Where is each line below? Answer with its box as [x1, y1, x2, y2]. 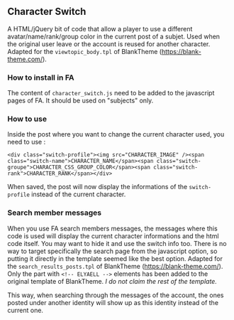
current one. [7, 306, 44, 314]
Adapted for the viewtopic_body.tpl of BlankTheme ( [7, 47, 162, 55]
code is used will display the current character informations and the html [7, 231, 219, 240]
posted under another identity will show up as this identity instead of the [7, 298, 218, 306]
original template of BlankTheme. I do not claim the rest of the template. [7, 277, 218, 285]
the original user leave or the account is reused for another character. [7, 39, 211, 48]
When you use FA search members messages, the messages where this [7, 224, 218, 233]
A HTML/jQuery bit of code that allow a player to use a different [7, 24, 193, 33]
